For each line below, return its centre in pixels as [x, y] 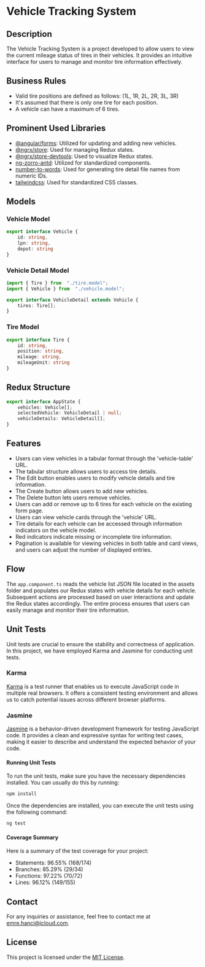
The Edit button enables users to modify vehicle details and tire [95, 478]
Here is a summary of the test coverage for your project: [78, 851]
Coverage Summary [33, 837]
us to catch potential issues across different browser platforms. [86, 699]
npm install [21, 794]
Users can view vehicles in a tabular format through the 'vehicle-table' [104, 458]
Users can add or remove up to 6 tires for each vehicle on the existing [103, 504]
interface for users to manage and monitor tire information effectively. [95, 62]
